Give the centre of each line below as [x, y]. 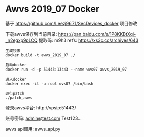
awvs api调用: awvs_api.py [33, 129]
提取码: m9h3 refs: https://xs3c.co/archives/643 [89, 40]
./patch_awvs [19, 98]
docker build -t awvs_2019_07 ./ [40, 55]
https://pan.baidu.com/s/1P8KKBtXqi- [97, 34]
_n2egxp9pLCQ [21, 40]
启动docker [16, 65]
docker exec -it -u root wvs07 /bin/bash [49, 84]
